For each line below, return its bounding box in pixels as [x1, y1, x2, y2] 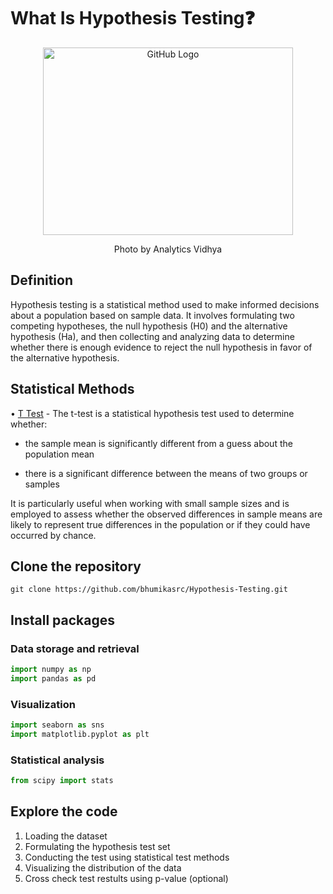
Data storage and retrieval [10, 641, 140, 655]
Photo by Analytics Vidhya [113, 243, 223, 255]
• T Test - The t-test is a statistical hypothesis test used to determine [10, 407, 295, 419]
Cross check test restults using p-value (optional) [24, 872, 229, 884]
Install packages [10, 611, 115, 629]
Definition [10, 272, 73, 289]
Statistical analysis [10, 753, 105, 767]
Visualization [10, 697, 76, 711]
